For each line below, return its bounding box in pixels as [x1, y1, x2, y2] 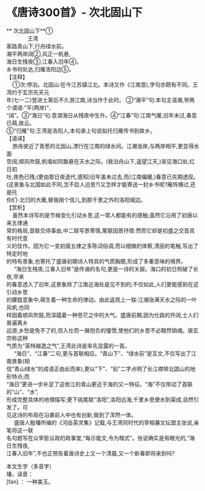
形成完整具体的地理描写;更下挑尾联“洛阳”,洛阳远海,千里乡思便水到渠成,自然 [6, 396, 194, 403]
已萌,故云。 [6, 119, 35, 127]
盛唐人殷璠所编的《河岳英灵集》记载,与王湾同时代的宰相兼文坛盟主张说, [13, 418, 194, 426]
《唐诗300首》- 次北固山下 [6, 6, 143, 20]
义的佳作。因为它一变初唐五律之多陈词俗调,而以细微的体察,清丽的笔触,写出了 [6, 242, 199, 249]
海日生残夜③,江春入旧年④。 [6, 58, 82, 65]
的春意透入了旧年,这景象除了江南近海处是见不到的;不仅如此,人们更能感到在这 [6, 280, 199, 288]
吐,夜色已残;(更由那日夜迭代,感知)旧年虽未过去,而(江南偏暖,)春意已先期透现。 [6, 173, 199, 180]
